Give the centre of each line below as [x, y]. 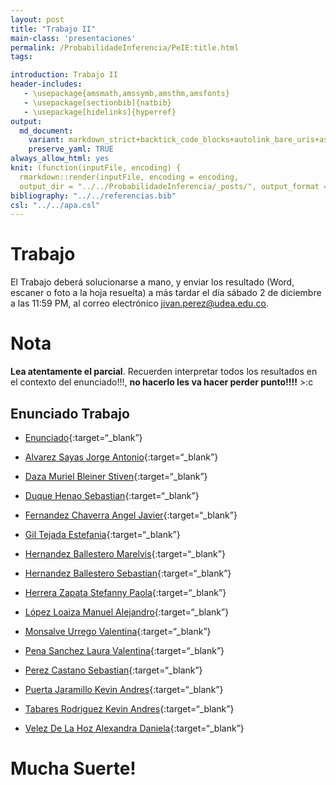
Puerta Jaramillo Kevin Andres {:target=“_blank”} [124, 689]
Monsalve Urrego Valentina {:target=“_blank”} [118, 631]
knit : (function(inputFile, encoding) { [96, 168]
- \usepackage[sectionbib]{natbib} [97, 102]
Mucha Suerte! [73, 768]
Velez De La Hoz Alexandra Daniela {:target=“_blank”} [134, 728]
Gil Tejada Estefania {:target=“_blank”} [102, 534]
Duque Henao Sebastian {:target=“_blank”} [112, 495]
